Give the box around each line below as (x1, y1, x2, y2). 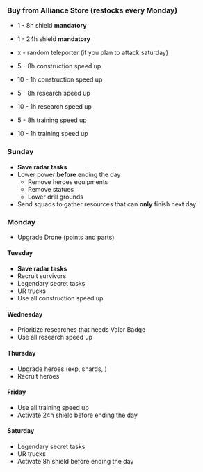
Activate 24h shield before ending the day (17, 411, 138, 419)
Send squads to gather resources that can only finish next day (17, 199, 197, 208)
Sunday (7, 147, 34, 157)
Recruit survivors (17, 272, 67, 280)
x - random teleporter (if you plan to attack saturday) (17, 48, 169, 57)
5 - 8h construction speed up (17, 62, 101, 70)
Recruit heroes (17, 372, 60, 380)
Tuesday (7, 249, 33, 257)
